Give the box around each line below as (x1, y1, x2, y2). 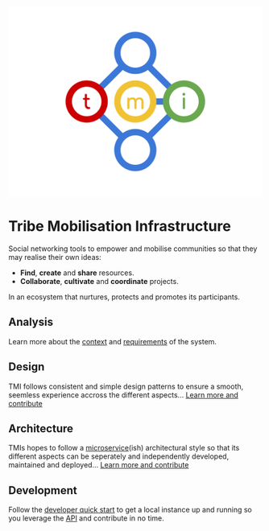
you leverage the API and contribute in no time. (8, 513, 165, 523)
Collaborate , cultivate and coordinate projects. (19, 276, 179, 286)
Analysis (8, 315, 54, 329)
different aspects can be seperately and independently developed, (8, 451, 230, 461)
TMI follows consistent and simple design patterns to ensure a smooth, (8, 381, 244, 391)
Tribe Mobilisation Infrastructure (8, 217, 231, 236)
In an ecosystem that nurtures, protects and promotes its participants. (8, 292, 240, 302)
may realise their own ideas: (8, 252, 102, 261)
